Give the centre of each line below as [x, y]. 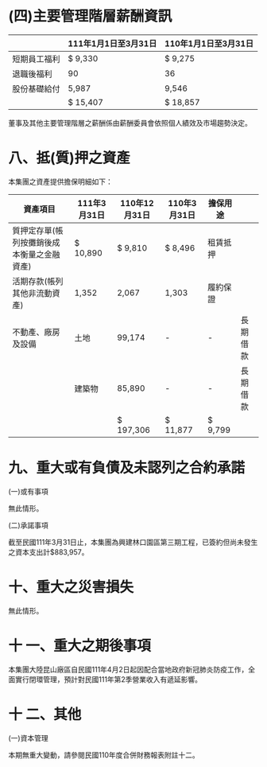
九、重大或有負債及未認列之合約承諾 [127, 468]
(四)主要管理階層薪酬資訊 [90, 16]
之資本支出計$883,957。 [48, 552]
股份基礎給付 [37, 88]
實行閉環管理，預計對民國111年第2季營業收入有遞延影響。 [108, 679]
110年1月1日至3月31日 [209, 43]
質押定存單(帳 [38, 230]
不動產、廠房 [37, 332]
